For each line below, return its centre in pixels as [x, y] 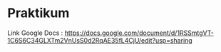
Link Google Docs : [35, 33]
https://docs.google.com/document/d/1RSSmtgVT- [139, 33]
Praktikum [38, 13]
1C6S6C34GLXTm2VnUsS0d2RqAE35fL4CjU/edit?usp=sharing [100, 40]
